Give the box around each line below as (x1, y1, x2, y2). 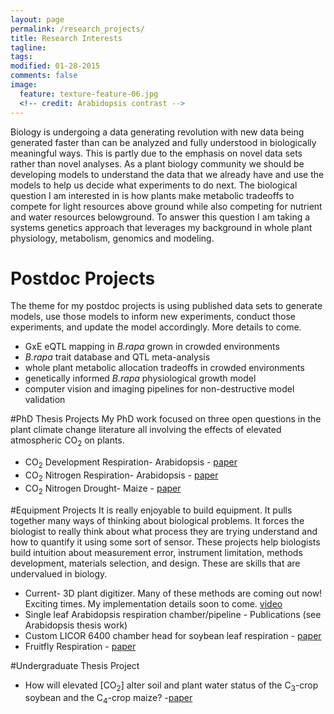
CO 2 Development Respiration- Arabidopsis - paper (24, 456, 238, 471)
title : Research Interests (10, 33, 123, 43)
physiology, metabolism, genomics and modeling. (10, 232, 215, 244)
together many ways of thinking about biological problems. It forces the (10, 514, 305, 526)
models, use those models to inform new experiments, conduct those (10, 311, 296, 323)
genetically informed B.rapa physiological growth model (24, 372, 257, 385)
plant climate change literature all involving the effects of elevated (10, 424, 282, 436)
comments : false (10, 71, 78, 81)
